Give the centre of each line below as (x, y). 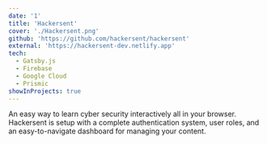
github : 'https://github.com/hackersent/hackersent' (99, 38)
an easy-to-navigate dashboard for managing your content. (107, 131)
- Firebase (34, 69)
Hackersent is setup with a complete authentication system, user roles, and (134, 123)
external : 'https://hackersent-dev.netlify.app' (92, 46)
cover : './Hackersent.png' (54, 31)
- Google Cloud (41, 76)
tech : (17, 53)
